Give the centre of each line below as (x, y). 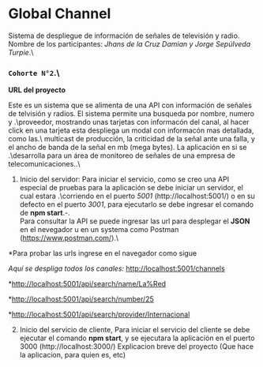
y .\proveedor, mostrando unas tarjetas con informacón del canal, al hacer (129, 122)
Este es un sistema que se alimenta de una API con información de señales (130, 105)
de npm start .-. (45, 213)
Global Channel (60, 14)
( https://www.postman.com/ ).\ (69, 238)
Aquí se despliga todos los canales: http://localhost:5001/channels (116, 268)
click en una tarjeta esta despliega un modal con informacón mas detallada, (131, 130)
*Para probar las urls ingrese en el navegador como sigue (103, 253)
